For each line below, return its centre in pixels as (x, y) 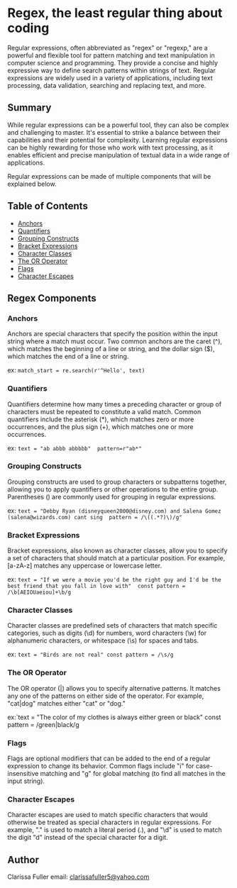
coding (28, 28)
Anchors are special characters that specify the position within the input (112, 334)
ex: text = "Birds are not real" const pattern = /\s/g (90, 655)
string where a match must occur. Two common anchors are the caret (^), (115, 341)
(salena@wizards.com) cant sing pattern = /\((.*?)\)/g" (95, 517)
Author (23, 860)
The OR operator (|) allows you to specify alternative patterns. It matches (114, 688)
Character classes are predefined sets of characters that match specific (112, 626)
